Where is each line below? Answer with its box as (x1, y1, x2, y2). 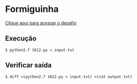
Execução (5, 34, 37, 43)
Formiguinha (5, 3, 59, 15)
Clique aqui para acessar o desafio (5, 20, 77, 26)
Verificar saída (5, 61, 52, 70)
